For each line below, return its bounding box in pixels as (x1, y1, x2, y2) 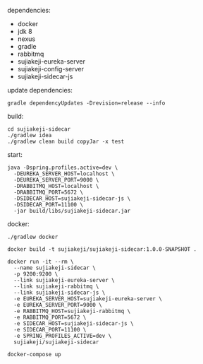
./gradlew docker (7, 233, 59, 240)
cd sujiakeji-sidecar (7, 126, 71, 133)
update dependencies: (7, 86, 73, 94)
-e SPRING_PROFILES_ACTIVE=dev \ (13, 332, 112, 339)
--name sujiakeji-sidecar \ (13, 264, 97, 271)
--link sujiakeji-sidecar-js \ (13, 289, 106, 296)
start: (7, 151, 23, 158)
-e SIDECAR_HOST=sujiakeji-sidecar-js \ (13, 320, 134, 327)
